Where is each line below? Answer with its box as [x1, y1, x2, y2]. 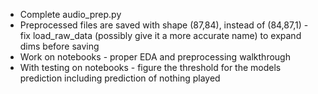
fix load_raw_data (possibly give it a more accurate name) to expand [19, 30, 302, 41]
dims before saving [19, 40, 100, 52]
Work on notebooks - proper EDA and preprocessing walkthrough [19, 51, 291, 63]
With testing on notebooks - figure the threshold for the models [19, 62, 282, 73]
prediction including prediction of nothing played [19, 72, 221, 84]
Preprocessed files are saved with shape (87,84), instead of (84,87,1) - [19, 19, 309, 31]
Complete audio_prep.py [19, 9, 122, 20]
